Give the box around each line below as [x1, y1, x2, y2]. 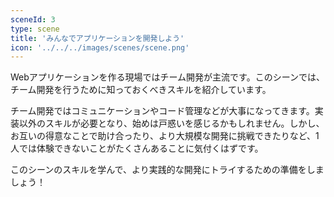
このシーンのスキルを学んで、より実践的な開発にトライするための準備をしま [10, 164, 325, 176]
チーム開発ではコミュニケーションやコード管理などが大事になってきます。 [10, 105, 315, 117]
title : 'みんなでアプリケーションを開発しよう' [10, 33, 185, 43]
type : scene [10, 24, 60, 34]
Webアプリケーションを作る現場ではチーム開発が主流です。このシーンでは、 [10, 71, 326, 83]
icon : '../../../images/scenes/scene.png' [10, 42, 190, 53]
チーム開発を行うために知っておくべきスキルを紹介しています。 [10, 84, 272, 96]
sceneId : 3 [10, 14, 56, 25]
